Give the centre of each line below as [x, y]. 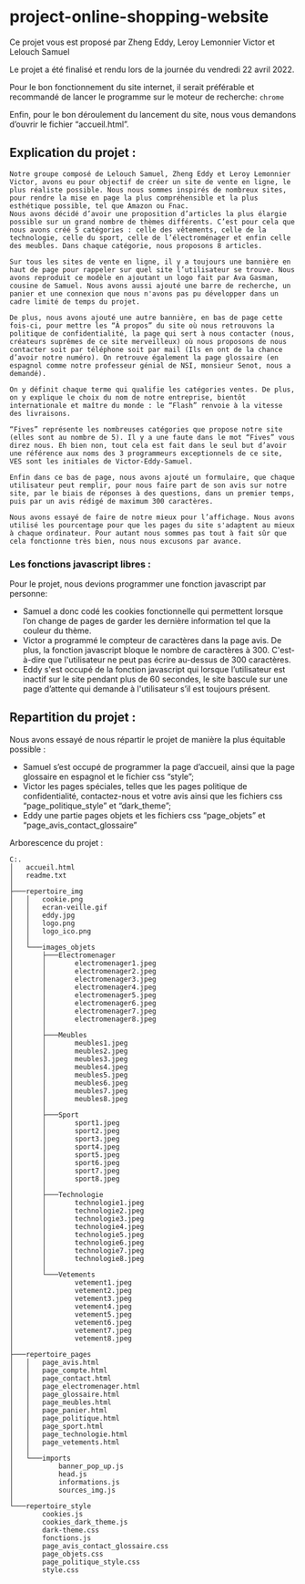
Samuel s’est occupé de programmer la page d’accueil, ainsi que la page [159, 766]
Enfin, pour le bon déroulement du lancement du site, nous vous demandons [153, 114]
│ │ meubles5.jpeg [69, 1075]
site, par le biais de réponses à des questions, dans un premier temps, [152, 493]
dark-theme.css [71, 1530]
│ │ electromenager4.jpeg [83, 987]
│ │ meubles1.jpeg [69, 1043]
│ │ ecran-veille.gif [58, 907]
